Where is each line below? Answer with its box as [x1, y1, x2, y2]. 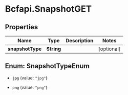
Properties [5, 23, 38, 31]
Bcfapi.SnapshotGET [5, 3, 92, 15]
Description [65, 38, 94, 44]
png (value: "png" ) [12, 84, 48, 90]
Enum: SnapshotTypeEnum [5, 62, 90, 70]
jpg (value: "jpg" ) [12, 75, 48, 81]
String [46, 45, 61, 52]
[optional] [98, 45, 121, 52]
